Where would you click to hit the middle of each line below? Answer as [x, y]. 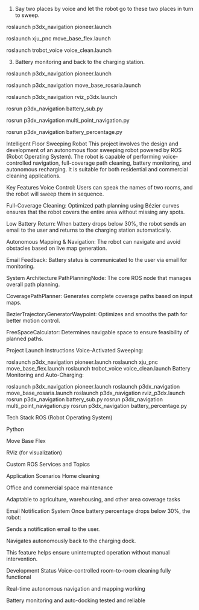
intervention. [22, 559]
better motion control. [33, 320]
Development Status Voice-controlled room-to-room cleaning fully [89, 570]
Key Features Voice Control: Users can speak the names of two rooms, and [99, 187]
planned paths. [25, 338]
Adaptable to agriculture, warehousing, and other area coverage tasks [93, 499]
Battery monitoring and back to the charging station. [80, 62]
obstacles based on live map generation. [57, 248]
